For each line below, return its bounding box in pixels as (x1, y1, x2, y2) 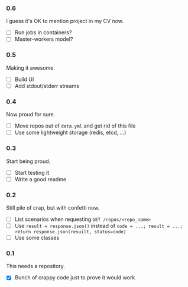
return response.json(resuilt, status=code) (14, 229, 127, 235)
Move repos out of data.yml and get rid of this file (14, 122, 136, 129)
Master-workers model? (14, 35, 73, 43)
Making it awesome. (6, 64, 55, 71)
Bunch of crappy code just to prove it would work (14, 274, 135, 281)
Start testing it (14, 169, 50, 176)
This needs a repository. (6, 263, 65, 270)
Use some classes (14, 234, 60, 242)
